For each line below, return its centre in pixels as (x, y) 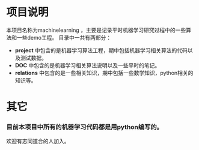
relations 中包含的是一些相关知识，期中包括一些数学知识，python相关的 (104, 73)
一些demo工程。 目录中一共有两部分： (64, 37)
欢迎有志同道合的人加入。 (38, 141)
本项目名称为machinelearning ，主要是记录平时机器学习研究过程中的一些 (96, 30)
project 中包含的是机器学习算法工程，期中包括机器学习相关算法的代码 (101, 50)
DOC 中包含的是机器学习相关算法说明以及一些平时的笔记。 (87, 65)
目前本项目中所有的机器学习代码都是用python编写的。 (85, 127)
